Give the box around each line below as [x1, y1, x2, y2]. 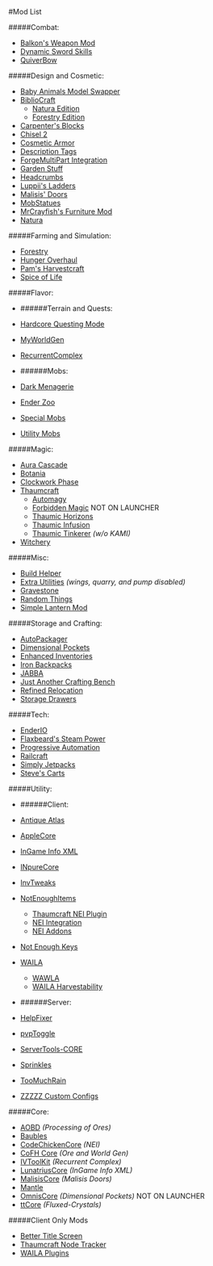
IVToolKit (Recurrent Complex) [19, 1157, 122, 1166]
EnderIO [19, 726, 48, 735]
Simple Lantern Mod [19, 603, 88, 612]
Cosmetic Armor [19, 138, 75, 148]
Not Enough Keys [19, 942, 78, 951]
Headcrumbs [19, 173, 64, 182]
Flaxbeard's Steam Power [19, 734, 106, 744]
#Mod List [8, 7, 42, 16]
